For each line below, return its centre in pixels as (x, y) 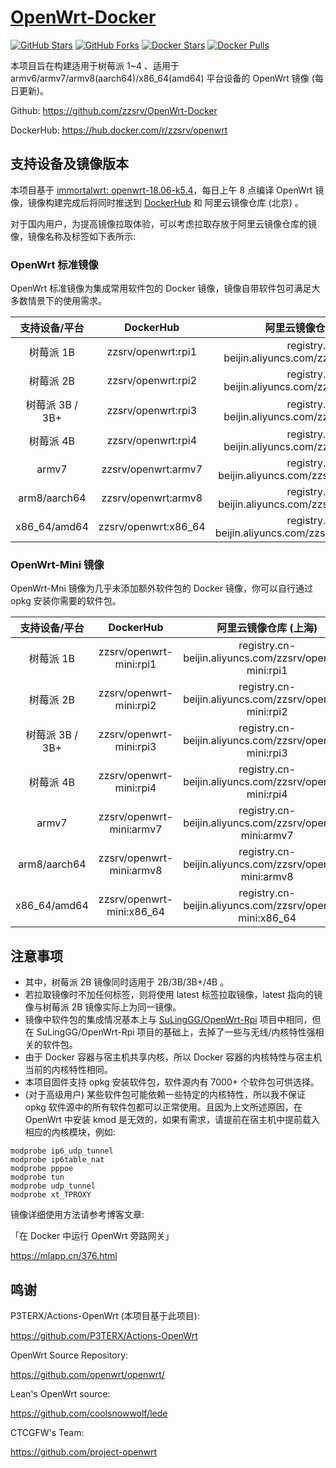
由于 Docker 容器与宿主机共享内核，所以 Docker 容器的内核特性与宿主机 (173, 1057)
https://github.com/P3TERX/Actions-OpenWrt (104, 1335)
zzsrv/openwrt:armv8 (152, 498)
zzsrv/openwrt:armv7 (152, 469)
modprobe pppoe (42, 1169)
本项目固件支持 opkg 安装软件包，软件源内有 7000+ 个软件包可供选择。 (172, 1082)
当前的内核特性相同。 (68, 1070)
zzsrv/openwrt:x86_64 (152, 527)
